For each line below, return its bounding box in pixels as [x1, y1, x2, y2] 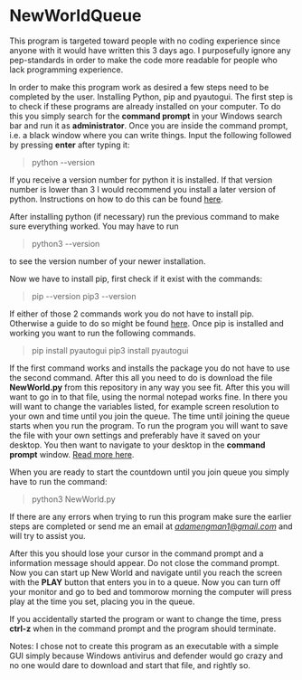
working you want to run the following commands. [9, 327, 196, 338]
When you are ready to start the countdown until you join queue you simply [9, 467, 289, 477]
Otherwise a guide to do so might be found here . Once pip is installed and [9, 317, 285, 328]
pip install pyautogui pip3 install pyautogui [31, 345, 189, 355]
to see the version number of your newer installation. [9, 255, 206, 267]
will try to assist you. [9, 530, 86, 541]
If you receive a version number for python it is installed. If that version [9, 174, 273, 185]
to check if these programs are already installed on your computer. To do [9, 100, 281, 111]
